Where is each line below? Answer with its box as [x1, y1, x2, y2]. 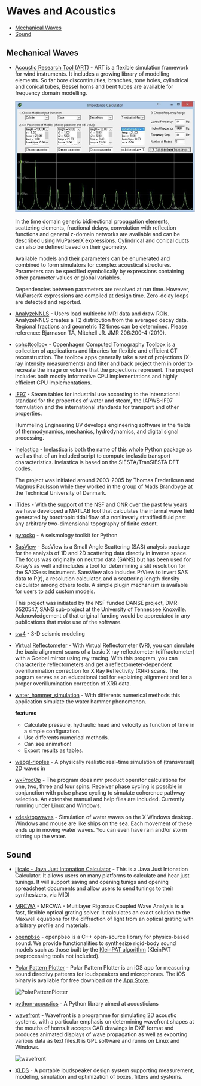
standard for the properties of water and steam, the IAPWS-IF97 [14, 397, 173, 404]
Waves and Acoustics [6, 4, 117, 18]
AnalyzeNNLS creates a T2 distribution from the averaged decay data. [14, 316, 188, 323]
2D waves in [14, 765, 46, 772]
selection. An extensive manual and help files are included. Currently [14, 795, 184, 802]
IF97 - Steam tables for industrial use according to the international [14, 390, 181, 398]
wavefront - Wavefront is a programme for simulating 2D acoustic [14, 1012, 177, 1019]
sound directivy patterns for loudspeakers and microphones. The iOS [14, 970, 185, 978]
